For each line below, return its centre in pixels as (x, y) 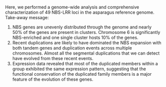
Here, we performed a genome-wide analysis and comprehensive (72, 7)
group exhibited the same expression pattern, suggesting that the (79, 69)
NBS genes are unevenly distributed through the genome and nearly (82, 27)
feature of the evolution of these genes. (53, 79)
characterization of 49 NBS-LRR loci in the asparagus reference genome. (80, 12)
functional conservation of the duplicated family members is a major (82, 74)
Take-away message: (27, 17)
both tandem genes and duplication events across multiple (72, 48)
